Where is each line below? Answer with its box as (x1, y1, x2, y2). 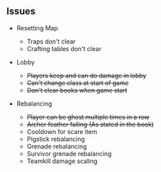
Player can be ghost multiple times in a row (26, 113, 150, 121)
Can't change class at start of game (26, 79, 129, 87)
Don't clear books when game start (26, 86, 128, 94)
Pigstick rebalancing (26, 135, 86, 143)
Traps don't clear (26, 37, 76, 46)
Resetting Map (16, 23, 58, 32)
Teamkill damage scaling (26, 157, 98, 165)
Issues (6, 6, 36, 17)
